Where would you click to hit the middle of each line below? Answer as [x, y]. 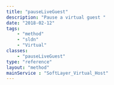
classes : [17, 51]
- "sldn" [28, 40]
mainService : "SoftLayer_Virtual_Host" [58, 73]
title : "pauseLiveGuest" [37, 12]
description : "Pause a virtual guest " [56, 17]
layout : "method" [28, 67]
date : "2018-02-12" [31, 23]
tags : [13, 28]
